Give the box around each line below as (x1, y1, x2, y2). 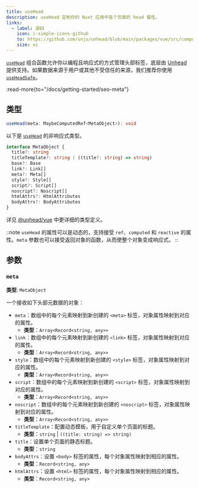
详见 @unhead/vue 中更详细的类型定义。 (6, 216, 106, 223)
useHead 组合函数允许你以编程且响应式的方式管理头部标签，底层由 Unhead (6, 59, 187, 66)
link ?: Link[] (11, 166, 46, 172)
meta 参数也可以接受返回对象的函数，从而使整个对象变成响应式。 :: (17, 236, 179, 244)
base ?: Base (11, 160, 41, 166)
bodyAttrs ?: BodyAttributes (11, 199, 81, 205)
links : (6, 20, 23, 26)
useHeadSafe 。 (6, 74, 41, 81)
